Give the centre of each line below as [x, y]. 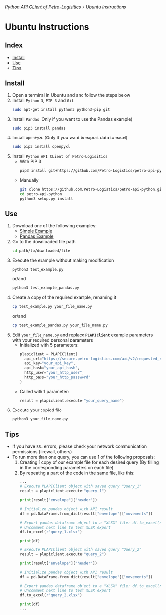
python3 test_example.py [38, 270]
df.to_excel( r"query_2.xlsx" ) [51, 595]
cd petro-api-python [41, 194]
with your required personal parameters [53, 340]
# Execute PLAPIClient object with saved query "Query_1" [81, 486]
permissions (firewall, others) [42, 452]
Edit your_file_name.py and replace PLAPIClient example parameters [83, 335]
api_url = [33, 359]
